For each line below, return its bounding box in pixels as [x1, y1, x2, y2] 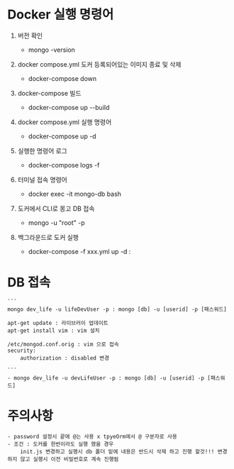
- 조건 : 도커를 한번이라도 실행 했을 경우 [7, 441, 114, 448]
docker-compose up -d [28, 132, 97, 140]
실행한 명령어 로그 [17, 146, 67, 155]
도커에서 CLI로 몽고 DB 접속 [17, 204, 95, 213]
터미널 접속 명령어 [17, 175, 67, 184]
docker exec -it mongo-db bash [28, 189, 122, 198]
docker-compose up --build [28, 103, 110, 111]
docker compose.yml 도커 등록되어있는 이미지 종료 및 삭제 [17, 60, 182, 68]
